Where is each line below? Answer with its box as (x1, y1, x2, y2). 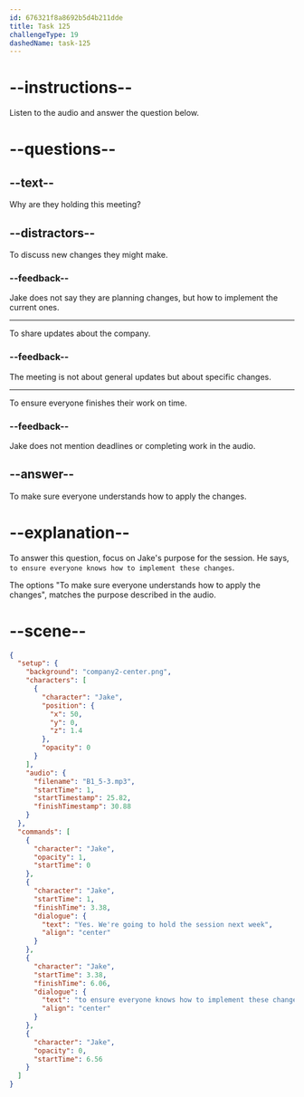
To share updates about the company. (9, 328, 151, 339)
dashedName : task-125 (9, 38, 91, 48)
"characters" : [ (25, 676, 88, 685)
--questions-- (9, 139, 116, 159)
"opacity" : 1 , (33, 853, 88, 862)
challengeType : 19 (9, 30, 79, 39)
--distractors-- (9, 225, 96, 241)
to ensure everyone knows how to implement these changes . (9, 562, 235, 573)
